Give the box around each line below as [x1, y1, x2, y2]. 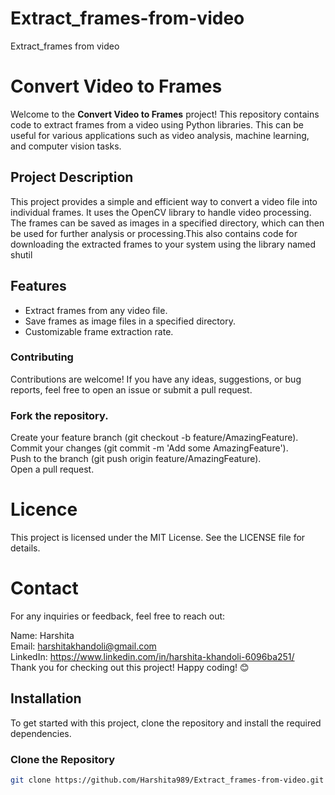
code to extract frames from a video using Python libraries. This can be [10, 118, 304, 131]
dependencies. [10, 727, 72, 739]
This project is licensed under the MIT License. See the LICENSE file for [10, 532, 306, 544]
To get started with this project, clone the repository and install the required [10, 717, 322, 729]
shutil [10, 248, 33, 261]
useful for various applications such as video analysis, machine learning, [10, 129, 310, 141]
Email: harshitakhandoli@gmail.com [10, 640, 157, 652]
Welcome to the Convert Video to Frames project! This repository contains [10, 108, 320, 120]
